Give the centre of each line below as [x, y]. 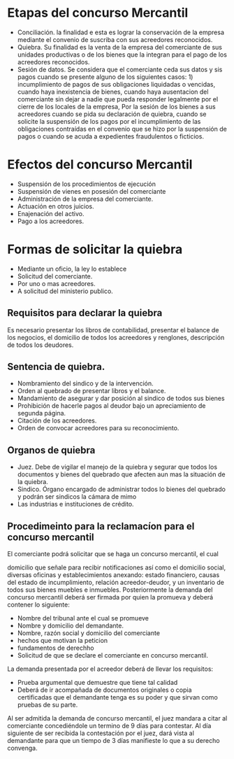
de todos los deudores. [41, 345]
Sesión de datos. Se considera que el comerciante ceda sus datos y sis [120, 69]
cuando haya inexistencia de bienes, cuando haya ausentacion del [113, 92]
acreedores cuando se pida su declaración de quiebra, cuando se [112, 114]
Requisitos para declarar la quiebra [85, 313]
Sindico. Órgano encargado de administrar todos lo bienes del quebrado [121, 489]
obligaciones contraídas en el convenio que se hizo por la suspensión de [122, 129]
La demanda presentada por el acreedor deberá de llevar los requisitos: [110, 669]
